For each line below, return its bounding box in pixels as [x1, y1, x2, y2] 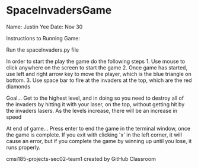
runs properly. [6, 144, 41, 151]
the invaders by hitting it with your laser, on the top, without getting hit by [6, 100, 185, 107]
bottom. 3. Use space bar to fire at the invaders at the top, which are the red [6, 77, 192, 84]
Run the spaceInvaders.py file [6, 46, 79, 53]
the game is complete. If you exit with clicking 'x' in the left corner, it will [6, 131, 183, 138]
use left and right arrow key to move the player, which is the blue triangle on [6, 70, 191, 77]
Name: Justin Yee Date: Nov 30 [6, 23, 83, 30]
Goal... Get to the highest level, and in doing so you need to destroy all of [6, 94, 184, 102]
